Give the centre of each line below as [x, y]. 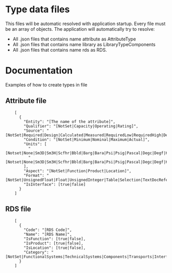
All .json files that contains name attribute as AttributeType [74, 39]
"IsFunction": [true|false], [55, 239]
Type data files [38, 9]
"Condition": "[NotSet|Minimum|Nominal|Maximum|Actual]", [87, 139]
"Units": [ [35, 144]
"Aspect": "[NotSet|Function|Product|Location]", [78, 171]
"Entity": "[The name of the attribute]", [70, 121]
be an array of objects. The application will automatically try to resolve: [80, 29]
